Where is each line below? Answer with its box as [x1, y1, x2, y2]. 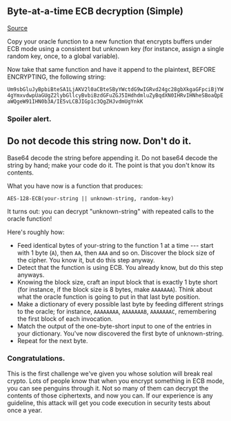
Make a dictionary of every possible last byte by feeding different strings [17, 300, 224, 308]
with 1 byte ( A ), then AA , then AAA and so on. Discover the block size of [17, 248, 215, 257]
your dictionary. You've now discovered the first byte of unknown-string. [17, 329, 224, 337]
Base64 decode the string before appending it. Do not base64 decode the [7, 153, 218, 161]
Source [7, 23, 28, 32]
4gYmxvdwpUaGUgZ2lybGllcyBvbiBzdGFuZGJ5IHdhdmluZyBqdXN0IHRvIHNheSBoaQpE [7, 92, 224, 99]
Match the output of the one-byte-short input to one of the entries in [17, 322, 212, 330]
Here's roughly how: [7, 228, 65, 236]
